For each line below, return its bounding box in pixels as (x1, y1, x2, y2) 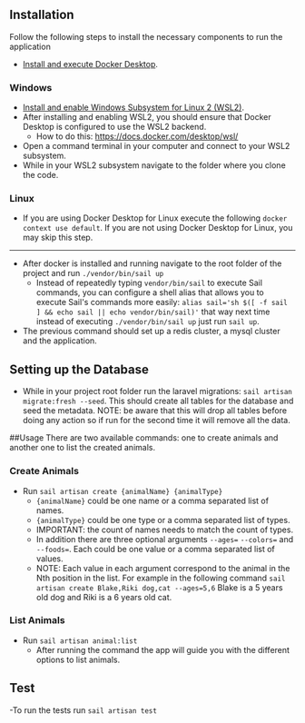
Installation (9, 7, 74, 23)
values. (35, 553, 64, 564)
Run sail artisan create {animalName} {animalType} (22, 485, 223, 496)
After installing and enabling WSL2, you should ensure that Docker (22, 112, 272, 123)
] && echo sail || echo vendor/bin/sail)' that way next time (35, 306, 271, 317)
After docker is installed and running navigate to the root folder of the (22, 258, 282, 269)
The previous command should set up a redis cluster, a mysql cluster (22, 326, 280, 337)
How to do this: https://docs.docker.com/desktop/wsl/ (35, 131, 239, 142)
